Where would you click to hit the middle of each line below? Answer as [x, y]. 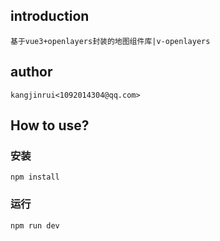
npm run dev [35, 225]
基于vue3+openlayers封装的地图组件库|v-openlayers [110, 41]
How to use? [50, 125]
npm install [35, 177]
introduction [50, 16]
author [31, 72]
